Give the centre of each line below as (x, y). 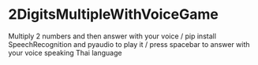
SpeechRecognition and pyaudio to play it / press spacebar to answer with (129, 44)
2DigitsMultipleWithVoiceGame (113, 14)
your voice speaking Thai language (65, 52)
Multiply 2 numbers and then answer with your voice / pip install (112, 36)
